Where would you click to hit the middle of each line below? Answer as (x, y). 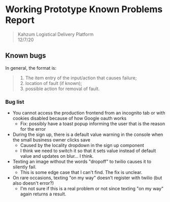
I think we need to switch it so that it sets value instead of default (88, 151)
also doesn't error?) (33, 183)
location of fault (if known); (54, 83)
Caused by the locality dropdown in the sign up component (82, 146)
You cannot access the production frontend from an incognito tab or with (89, 113)
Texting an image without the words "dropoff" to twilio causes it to (82, 162)
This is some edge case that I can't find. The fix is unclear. (81, 172)
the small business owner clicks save (51, 140)
